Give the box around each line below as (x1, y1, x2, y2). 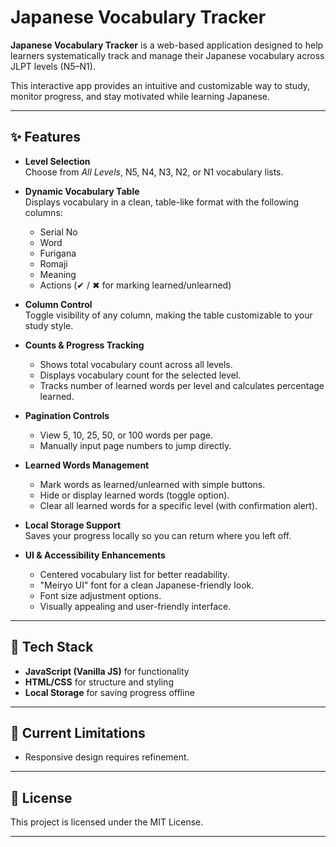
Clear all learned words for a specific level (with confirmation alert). (39, 499, 318, 511)
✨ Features (10, 129, 81, 146)
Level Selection (24, 155, 91, 167)
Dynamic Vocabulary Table (24, 185, 140, 197)
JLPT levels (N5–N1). (10, 60, 96, 72)
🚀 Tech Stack (10, 639, 94, 656)
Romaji (39, 257, 68, 270)
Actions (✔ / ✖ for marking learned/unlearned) (39, 279, 232, 291)
